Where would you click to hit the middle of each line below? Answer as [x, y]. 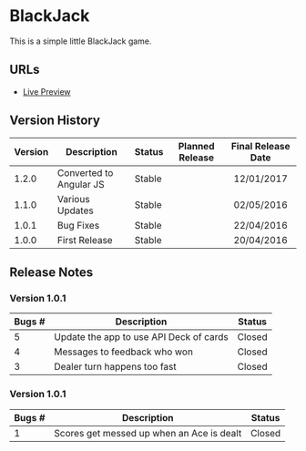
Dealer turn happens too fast [116, 367]
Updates [76, 210]
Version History [55, 121]
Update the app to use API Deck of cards [142, 337]
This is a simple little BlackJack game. [81, 41]
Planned [196, 146]
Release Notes [51, 272]
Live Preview [46, 91]
